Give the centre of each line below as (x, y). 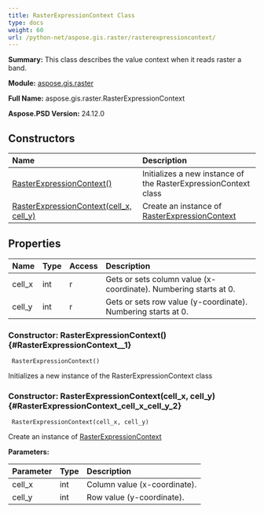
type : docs (26, 23)
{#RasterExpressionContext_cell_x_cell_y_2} (95, 406)
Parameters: (29, 452)
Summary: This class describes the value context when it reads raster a (125, 60)
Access (84, 266)
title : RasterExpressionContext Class (71, 15)
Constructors (42, 138)
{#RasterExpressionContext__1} (70, 345)
